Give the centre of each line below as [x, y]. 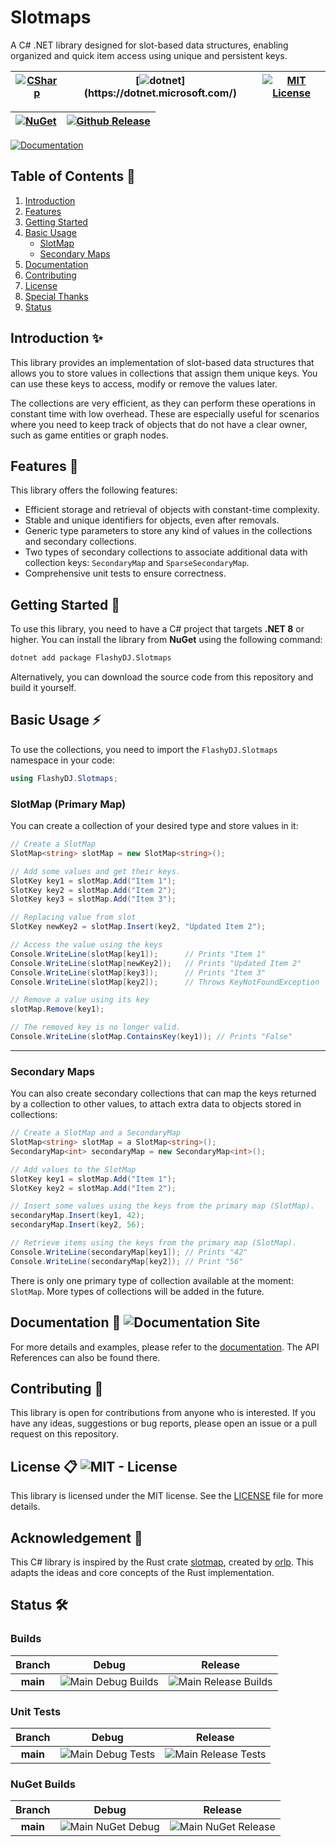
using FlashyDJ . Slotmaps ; [64, 778]
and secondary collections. [80, 542]
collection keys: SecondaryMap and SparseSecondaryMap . [137, 563]
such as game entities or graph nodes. [89, 435]
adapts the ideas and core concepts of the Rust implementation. [142, 1572]
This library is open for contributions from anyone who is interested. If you [163, 1413]
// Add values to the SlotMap [73, 1169]
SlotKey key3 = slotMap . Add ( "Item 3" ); [93, 899]
